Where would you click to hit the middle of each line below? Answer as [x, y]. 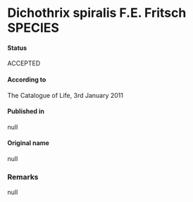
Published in [26, 111]
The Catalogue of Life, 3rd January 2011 [65, 95]
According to [27, 80]
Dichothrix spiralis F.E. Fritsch [97, 13]
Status [17, 48]
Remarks [23, 177]
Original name [28, 143]
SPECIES [33, 28]
